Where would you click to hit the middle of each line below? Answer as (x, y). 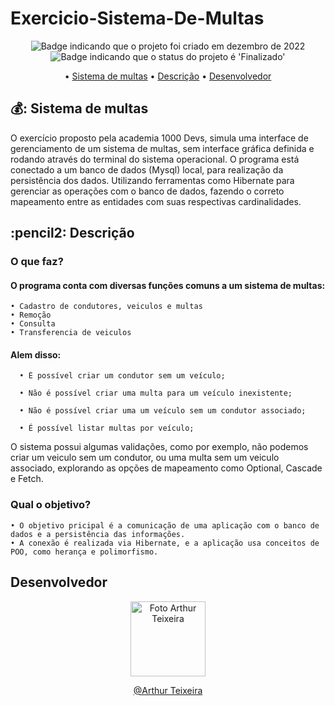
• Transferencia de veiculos (71, 333)
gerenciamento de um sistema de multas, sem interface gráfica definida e (162, 148)
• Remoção (31, 315)
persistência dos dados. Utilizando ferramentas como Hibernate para (152, 180)
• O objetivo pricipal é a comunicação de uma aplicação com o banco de (165, 525)
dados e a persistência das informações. (98, 534)
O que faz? (37, 262)
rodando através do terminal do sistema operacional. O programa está (155, 159)
